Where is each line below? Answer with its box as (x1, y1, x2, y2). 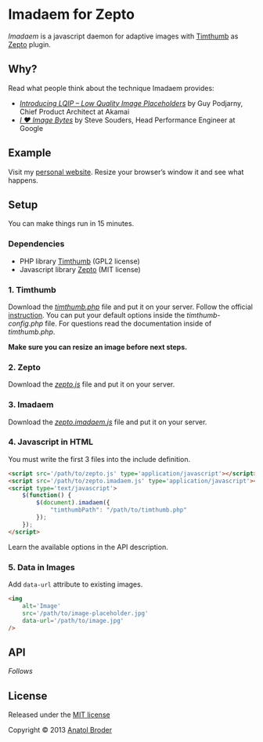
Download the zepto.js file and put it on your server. (8, 380, 175, 389)
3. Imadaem (8, 399, 54, 410)
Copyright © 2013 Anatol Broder (8, 726, 112, 735)
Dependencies (8, 238, 65, 249)
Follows (8, 667, 33, 676)
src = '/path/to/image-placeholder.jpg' (22, 609, 149, 617)
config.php (8, 318, 44, 328)
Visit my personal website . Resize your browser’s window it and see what (8, 167, 244, 176)
